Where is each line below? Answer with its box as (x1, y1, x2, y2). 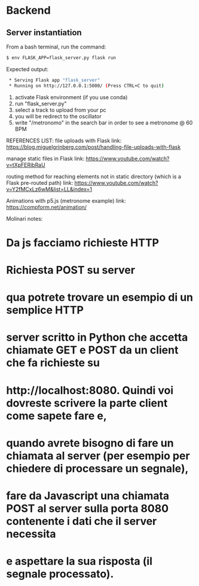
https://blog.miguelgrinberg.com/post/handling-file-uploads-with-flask (6, 143, 181, 150)
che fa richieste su (6, 356, 100, 370)
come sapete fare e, (6, 409, 107, 422)
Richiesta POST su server (6, 264, 136, 277)
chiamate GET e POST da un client (6, 343, 179, 357)
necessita (6, 527, 56, 541)
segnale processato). (6, 567, 114, 581)
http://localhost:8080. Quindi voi (6, 383, 174, 397)
